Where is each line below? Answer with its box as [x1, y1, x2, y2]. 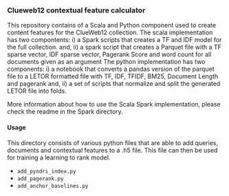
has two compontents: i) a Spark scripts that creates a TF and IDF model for [7, 36, 222, 44]
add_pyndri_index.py [17, 168, 76, 175]
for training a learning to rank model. [7, 153, 111, 162]
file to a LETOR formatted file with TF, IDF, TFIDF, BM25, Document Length [7, 72, 219, 80]
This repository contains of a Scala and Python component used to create [7, 21, 217, 30]
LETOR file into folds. [7, 87, 67, 95]
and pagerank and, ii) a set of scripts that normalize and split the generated [7, 80, 221, 88]
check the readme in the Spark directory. [7, 107, 124, 116]
